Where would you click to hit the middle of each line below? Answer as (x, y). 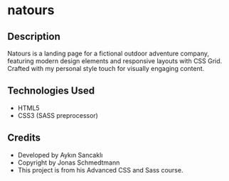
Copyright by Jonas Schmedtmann (69, 163)
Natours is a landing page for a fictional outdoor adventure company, (108, 53)
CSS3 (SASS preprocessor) (58, 115)
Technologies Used (51, 91)
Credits (24, 138)
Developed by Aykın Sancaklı (60, 155)
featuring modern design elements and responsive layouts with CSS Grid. (115, 61)
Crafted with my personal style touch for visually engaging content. (106, 68)
